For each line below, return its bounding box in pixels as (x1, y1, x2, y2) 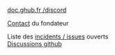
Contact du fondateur (7, 19, 69, 27)
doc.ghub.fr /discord (7, 6, 67, 14)
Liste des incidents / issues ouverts (7, 32, 109, 41)
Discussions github (7, 40, 63, 47)
